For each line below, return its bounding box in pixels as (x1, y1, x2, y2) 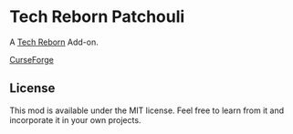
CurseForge (9, 54, 55, 65)
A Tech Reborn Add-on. (9, 36, 99, 47)
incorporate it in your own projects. (9, 114, 141, 125)
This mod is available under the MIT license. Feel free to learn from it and (9, 105, 285, 116)
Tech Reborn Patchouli (9, 6, 185, 27)
